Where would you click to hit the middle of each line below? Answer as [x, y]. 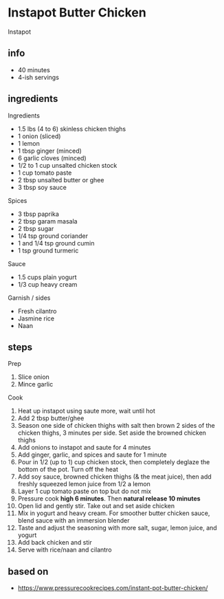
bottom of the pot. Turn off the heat [68, 470]
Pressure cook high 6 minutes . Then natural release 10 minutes [109, 499]
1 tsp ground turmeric [48, 250]
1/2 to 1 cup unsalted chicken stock [67, 165]
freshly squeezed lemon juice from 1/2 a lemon [84, 484]
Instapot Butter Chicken [77, 13]
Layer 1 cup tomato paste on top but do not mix [85, 491]
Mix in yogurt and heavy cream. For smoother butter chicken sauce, [114, 513]
